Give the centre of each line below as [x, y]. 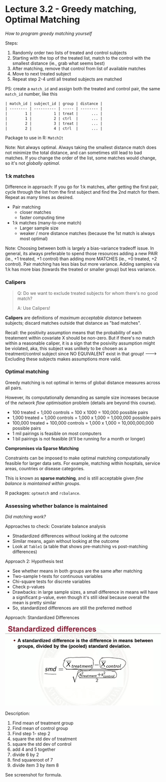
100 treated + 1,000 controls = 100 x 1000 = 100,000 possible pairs [80, 412]
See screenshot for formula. [34, 775]
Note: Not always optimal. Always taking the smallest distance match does [81, 147]
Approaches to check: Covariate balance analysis [56, 526]
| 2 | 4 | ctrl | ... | [54, 128]
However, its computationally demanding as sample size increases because [82, 397]
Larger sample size [39, 228]
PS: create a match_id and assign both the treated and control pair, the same [83, 88]
